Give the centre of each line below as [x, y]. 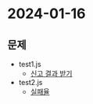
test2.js [30, 82]
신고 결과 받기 [51, 73]
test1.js [30, 64]
